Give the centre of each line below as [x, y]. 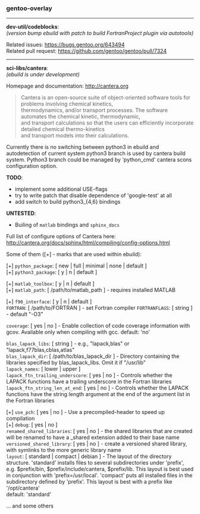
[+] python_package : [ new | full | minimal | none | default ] [76, 266]
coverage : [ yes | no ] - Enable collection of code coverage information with [98, 326]
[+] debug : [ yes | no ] [32, 425]
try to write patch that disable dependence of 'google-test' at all [93, 195]
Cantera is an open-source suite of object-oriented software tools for [105, 98]
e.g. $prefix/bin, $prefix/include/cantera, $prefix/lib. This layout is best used [100, 469]
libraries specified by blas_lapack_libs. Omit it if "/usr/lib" [76, 363]
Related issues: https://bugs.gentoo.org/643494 [65, 45]
